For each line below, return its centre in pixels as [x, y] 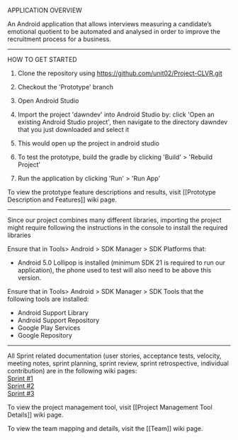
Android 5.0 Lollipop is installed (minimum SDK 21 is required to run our [121, 263]
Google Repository [45, 335]
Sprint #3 [21, 394]
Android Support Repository [58, 320]
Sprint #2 [21, 386]
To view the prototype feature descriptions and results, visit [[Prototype [112, 192]
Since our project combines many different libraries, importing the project [114, 220]
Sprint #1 [20, 378]
